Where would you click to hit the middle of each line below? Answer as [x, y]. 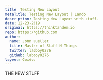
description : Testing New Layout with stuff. [52, 19]
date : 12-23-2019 [23, 23]
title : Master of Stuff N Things [43, 46]
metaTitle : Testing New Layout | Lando [45, 14]
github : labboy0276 [29, 55]
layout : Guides [20, 60]
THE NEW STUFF [22, 73]
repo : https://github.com [31, 32]
